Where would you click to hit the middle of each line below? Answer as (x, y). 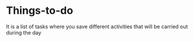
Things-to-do (40, 11)
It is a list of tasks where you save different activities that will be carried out (97, 26)
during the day (24, 32)
